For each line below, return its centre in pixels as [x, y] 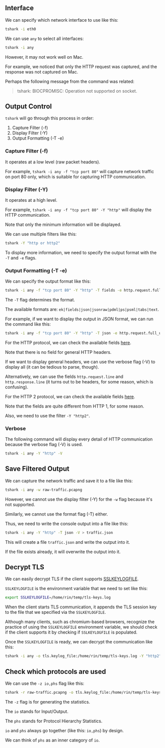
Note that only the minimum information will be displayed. [63, 224]
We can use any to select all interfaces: [44, 38]
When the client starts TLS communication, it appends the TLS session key [81, 607]
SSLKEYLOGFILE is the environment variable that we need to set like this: [76, 589]
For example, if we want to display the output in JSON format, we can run [79, 319]
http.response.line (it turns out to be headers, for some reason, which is [79, 381]
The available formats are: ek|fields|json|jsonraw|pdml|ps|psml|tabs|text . [82, 309]
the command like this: [28, 324]
